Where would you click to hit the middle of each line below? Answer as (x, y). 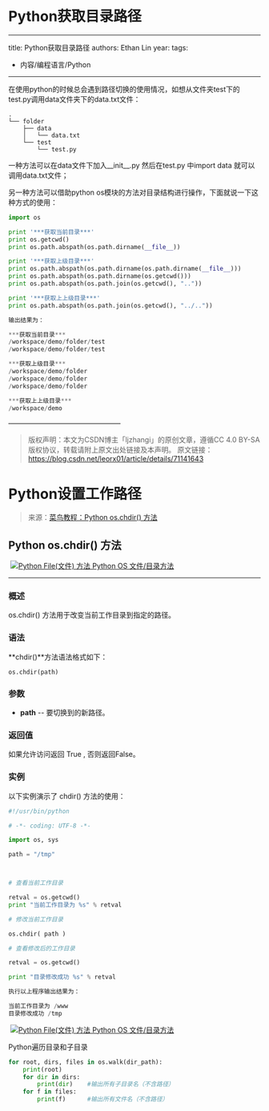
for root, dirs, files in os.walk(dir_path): (85, 1062)
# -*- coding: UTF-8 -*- (50, 826)
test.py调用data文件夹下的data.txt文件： (74, 99)
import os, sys (34, 840)
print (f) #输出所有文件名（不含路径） (103, 1099)
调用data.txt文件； (39, 175)
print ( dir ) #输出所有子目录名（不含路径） (106, 1085)
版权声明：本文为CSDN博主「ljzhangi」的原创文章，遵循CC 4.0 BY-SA (144, 440)
